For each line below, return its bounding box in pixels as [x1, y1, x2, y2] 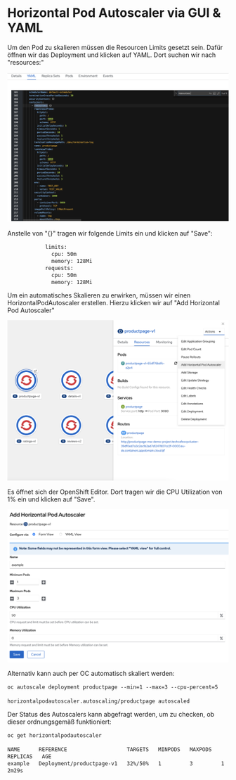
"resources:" [7, 58, 44, 66]
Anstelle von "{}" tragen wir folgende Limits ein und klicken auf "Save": [7, 229, 213, 238]
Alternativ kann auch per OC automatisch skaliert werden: [7, 669, 175, 677]
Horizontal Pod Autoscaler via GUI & [7, 5, 221, 21]
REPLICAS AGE [7, 753, 52, 760]
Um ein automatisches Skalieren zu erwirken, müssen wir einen [7, 291, 191, 300]
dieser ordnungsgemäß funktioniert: [7, 717, 112, 726]
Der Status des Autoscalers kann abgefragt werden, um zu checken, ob [7, 710, 215, 718]
